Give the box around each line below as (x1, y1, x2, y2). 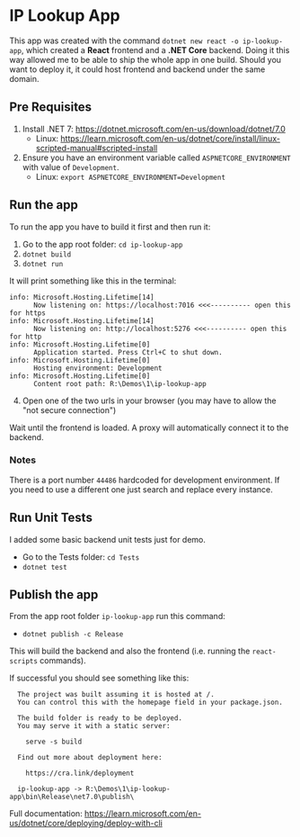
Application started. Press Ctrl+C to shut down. (32, 347, 223, 356)
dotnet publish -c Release (22, 630, 124, 639)
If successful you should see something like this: (9, 672, 190, 684)
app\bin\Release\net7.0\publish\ (9, 793, 135, 802)
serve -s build (25, 737, 83, 747)
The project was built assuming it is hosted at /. (17, 690, 216, 699)
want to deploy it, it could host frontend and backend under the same (9, 64, 266, 75)
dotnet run (22, 259, 64, 268)
